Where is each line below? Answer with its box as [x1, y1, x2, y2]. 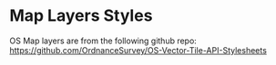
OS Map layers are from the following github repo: [9, 35, 198, 46]
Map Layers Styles [9, 5, 153, 26]
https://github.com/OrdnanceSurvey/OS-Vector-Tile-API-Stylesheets [9, 44, 267, 55]
